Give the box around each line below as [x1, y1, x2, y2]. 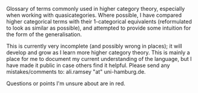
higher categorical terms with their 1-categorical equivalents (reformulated [6, 18, 192, 25]
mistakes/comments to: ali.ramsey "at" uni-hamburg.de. [6, 68, 147, 75]
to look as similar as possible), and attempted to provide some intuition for [6, 24, 191, 31]
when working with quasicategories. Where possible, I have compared [6, 11, 182, 19]
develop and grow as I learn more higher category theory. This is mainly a [6, 49, 190, 56]
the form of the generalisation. [6, 31, 82, 38]
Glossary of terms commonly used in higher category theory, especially [6, 5, 185, 12]
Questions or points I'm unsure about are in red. [6, 80, 126, 87]
